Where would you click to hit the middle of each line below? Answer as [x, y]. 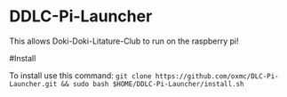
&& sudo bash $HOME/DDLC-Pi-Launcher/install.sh [152, 84]
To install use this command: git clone [80, 75]
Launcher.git [33, 84]
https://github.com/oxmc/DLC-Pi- [217, 76]
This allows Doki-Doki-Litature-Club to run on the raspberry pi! [124, 41]
